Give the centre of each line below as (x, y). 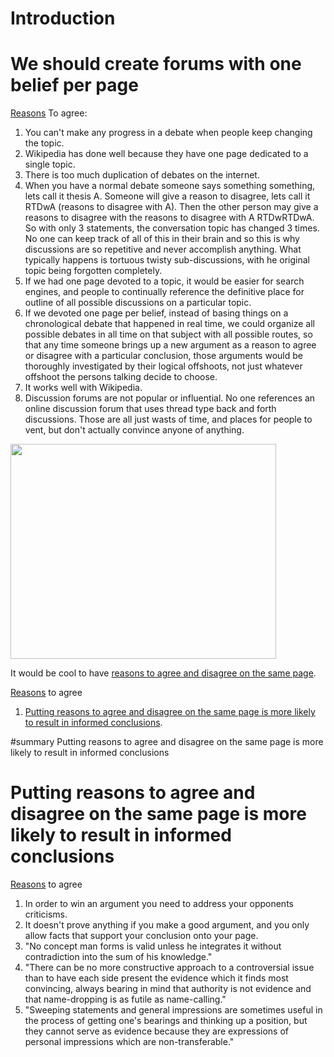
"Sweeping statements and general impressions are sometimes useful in (173, 1010)
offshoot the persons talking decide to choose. (121, 377)
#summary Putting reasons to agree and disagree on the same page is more (167, 742)
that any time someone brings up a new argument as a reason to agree (170, 345)
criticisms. (46, 914)
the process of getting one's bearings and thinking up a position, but (166, 1021)
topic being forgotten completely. (93, 271)
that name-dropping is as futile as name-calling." (125, 999)
